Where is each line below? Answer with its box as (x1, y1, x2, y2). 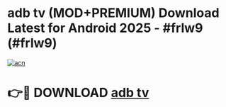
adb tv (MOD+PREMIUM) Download (7, 5, 220, 21)
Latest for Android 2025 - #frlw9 (7, 20, 203, 36)
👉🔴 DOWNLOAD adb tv (7, 85, 149, 101)
